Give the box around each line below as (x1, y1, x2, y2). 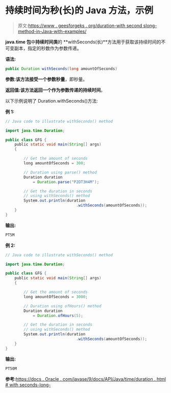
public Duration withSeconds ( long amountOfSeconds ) (5, 66, 117, 71)
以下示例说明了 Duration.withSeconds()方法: (5, 97, 98, 104)
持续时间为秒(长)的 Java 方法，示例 (5, 5, 154, 16)
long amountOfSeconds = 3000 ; (23, 294, 88, 299)
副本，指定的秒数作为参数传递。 (14, 45, 82, 51)
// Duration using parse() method (23, 169, 97, 175)
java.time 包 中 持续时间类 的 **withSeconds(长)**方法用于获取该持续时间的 (5, 39, 161, 45)
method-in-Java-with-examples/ (17, 28, 87, 34)
